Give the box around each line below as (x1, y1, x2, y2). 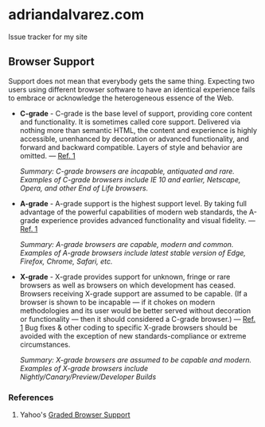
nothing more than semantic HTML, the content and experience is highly (19, 125, 257, 135)
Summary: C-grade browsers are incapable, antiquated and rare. (19, 166, 235, 176)
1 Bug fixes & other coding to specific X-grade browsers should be (19, 323, 238, 332)
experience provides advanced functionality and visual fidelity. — (41, 215, 256, 225)
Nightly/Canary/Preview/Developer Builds (19, 372, 157, 382)
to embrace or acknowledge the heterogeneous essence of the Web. (8, 93, 235, 103)
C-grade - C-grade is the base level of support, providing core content (19, 108, 252, 118)
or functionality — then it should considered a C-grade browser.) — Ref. (19, 314, 256, 323)
